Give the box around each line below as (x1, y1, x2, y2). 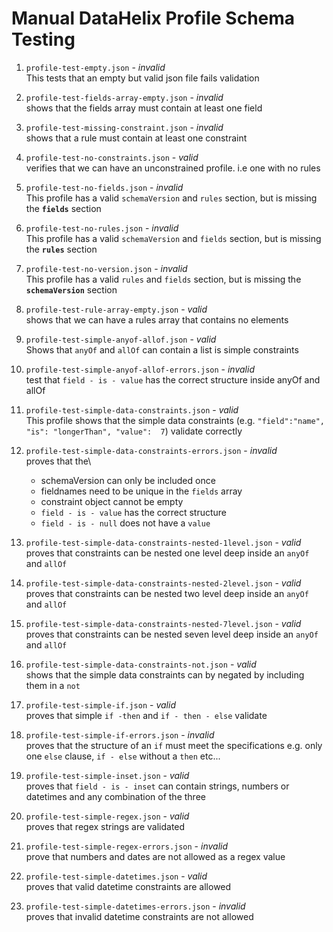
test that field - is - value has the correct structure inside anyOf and (25, 373, 321, 386)
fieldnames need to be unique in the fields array (40, 485, 243, 497)
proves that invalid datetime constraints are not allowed (25, 910, 254, 922)
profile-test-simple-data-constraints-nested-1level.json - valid (25, 536, 302, 548)
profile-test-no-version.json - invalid (25, 262, 188, 274)
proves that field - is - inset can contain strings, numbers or (25, 780, 290, 792)
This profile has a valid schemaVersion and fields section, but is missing (25, 232, 322, 244)
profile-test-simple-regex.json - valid (25, 810, 190, 822)
